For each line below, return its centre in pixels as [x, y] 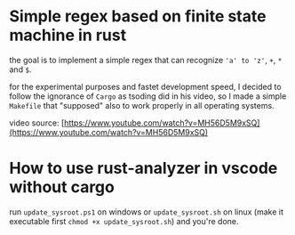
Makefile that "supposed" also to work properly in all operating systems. [142, 105]
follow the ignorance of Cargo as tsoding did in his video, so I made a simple [148, 96]
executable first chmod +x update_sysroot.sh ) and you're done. [124, 221]
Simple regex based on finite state [138, 16]
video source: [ [37, 123]
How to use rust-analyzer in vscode [144, 169]
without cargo [62, 187]
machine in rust [68, 35]
